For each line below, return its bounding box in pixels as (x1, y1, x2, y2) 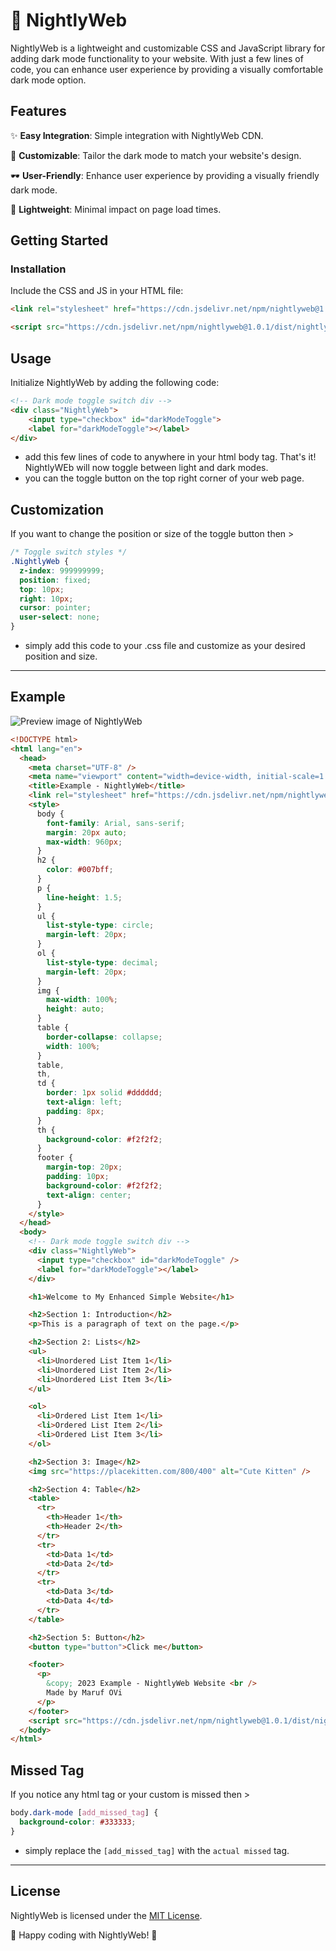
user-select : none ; (19, 612, 101, 623)
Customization (10, 501, 105, 518)
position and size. (24, 650, 98, 663)
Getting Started (10, 232, 109, 249)
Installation (10, 262, 67, 276)
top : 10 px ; (19, 584, 65, 594)
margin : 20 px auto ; (46, 827, 128, 838)
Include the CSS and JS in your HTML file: (10, 285, 184, 297)
